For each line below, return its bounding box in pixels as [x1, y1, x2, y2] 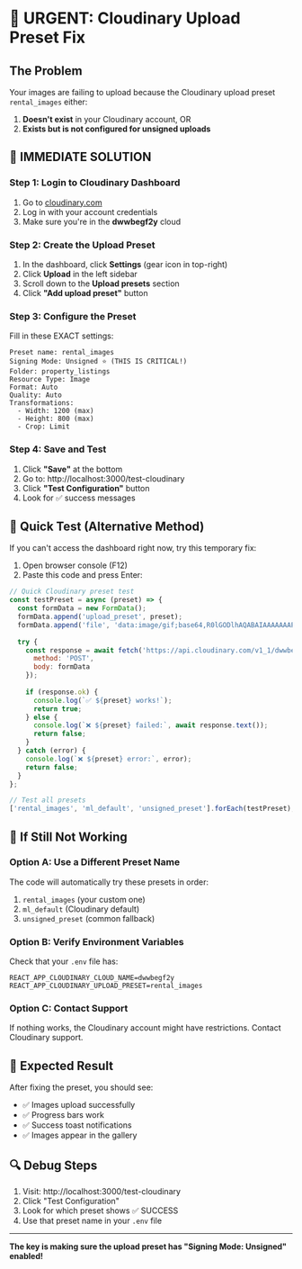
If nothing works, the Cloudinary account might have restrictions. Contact [9, 1022, 281, 1033]
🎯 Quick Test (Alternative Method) [9, 518, 205, 534]
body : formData [32, 662, 91, 671]
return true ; [32, 704, 83, 714]
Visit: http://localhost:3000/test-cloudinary [22, 1186, 182, 1197]
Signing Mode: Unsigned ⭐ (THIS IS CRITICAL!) [9, 357, 188, 366]
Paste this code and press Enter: [22, 570, 143, 580]
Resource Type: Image [9, 375, 91, 384]
